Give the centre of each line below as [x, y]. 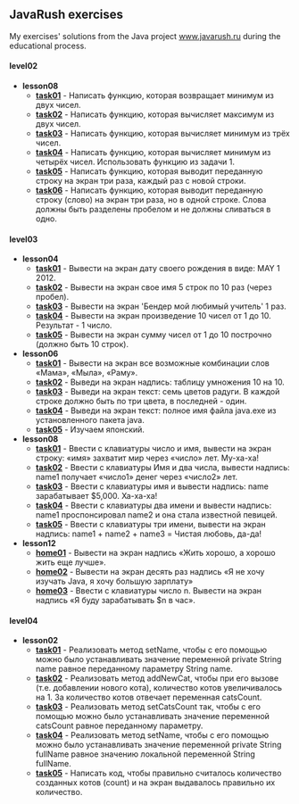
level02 [24, 66]
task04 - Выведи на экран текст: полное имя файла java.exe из [156, 410]
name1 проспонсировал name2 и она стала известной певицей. [157, 515]
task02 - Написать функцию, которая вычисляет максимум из [155, 114]
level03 [24, 239]
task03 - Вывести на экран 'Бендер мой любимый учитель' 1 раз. [161, 306]
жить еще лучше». [71, 562]
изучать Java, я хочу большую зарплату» [114, 581]
